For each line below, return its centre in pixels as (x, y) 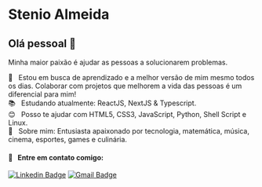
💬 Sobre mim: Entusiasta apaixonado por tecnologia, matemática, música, (129, 131)
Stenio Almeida (59, 15)
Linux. (18, 123)
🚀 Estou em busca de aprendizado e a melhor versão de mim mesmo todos (131, 77)
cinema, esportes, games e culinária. (68, 139)
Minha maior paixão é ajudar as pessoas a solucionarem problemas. (118, 62)
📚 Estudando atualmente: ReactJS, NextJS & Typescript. (102, 103)
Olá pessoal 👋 (42, 44)
